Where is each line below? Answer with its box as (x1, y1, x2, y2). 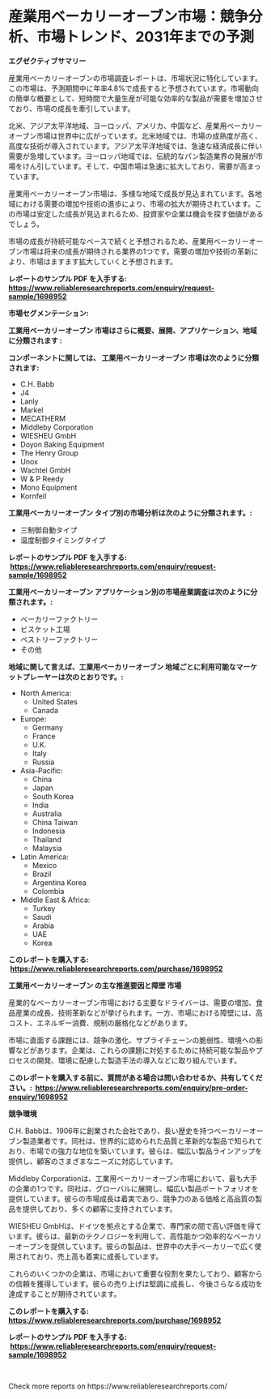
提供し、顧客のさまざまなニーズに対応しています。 (8, 1156, 178, 1166)
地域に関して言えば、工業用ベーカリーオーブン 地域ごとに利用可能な (8, 661, 237, 671)
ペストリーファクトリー (19, 634, 99, 644)
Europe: (19, 714, 47, 724)
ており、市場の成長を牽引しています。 (8, 103, 135, 113)
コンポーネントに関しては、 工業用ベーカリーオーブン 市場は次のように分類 (8, 353, 260, 362)
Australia (32, 808, 62, 819)
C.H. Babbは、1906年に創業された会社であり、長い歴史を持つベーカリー (8, 1126, 249, 1136)
